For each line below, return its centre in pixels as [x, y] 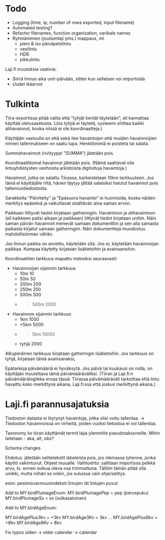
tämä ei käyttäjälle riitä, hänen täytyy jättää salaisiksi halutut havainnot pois [82, 183]
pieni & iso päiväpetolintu [45, 43]
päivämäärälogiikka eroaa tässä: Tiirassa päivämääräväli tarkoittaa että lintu [82, 379]
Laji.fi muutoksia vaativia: [31, 69]
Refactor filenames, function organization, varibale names [71, 33]
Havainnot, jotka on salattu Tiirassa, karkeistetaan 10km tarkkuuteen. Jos [80, 178]
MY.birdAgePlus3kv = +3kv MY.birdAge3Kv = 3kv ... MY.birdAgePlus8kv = [81, 517]
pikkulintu [30, 59]
